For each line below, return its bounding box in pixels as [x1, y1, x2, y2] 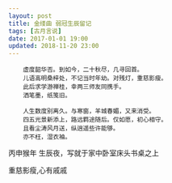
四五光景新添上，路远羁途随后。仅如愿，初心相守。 [23, 116, 168, 124]
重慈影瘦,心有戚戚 [8, 165, 68, 175]
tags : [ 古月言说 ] [8, 27, 62, 35]
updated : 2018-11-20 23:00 [8, 42, 99, 50]
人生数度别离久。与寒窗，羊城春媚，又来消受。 [23, 107, 156, 116]
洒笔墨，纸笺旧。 [23, 91, 71, 100]
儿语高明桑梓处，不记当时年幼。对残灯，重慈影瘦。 [23, 74, 168, 83]
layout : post [8, 11, 52, 20]
